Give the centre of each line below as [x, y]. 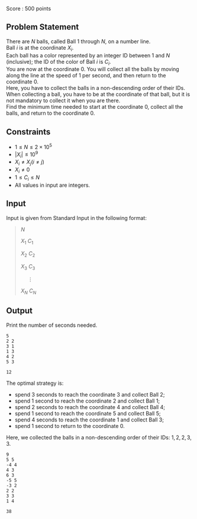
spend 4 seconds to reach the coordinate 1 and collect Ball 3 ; [89, 420]
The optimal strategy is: [35, 383]
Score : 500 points [29, 9]
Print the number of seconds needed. [52, 325]
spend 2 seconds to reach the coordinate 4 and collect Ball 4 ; [90, 407]
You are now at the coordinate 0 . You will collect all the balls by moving [93, 69]
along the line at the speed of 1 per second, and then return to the [86, 76]
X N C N [28, 291]
